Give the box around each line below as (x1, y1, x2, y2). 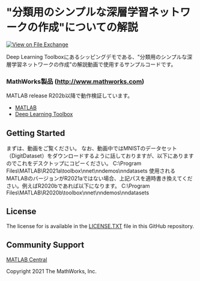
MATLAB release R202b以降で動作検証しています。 (6, 92, 133, 99)
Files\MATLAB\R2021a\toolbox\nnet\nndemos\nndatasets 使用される (6, 167, 176, 174)
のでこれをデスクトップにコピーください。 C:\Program (6, 160, 142, 167)
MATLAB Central (6, 256, 47, 263)
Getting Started (6, 128, 65, 138)
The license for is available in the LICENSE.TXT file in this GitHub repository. (6, 222, 195, 229)
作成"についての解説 (38, 20, 138, 34)
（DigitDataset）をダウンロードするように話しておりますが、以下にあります (6, 152, 194, 159)
